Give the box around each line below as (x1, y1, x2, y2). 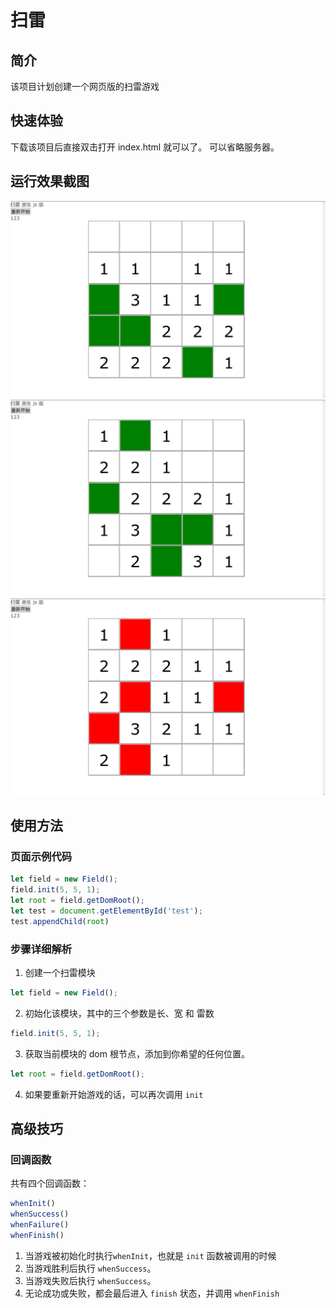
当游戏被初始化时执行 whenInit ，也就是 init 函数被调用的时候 (24, 1249, 277, 1261)
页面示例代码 (10, 849, 73, 863)
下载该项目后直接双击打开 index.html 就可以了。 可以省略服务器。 (10, 141, 280, 153)
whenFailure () (10, 1220, 70, 1230)
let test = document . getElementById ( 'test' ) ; (10, 906, 203, 916)
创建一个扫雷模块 (24, 966, 96, 978)
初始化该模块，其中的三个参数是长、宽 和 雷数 (24, 1007, 215, 1019)
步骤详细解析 (10, 942, 73, 956)
